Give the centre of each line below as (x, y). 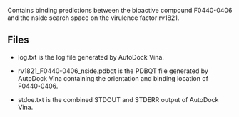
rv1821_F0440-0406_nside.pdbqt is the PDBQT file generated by (113, 71)
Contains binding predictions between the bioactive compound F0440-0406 (120, 10)
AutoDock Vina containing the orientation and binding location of (113, 78)
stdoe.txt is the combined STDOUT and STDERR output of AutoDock (118, 99)
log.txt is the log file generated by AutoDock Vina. (91, 57)
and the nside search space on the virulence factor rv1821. (93, 18)
